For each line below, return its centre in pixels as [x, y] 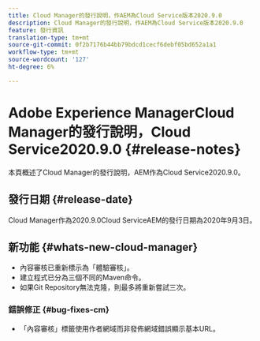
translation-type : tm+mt [49, 37]
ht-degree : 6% [32, 67]
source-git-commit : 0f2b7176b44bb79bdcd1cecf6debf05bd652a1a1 [112, 45]
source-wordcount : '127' [49, 60]
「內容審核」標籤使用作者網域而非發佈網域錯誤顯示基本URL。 [120, 328]
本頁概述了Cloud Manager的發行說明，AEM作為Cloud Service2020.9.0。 [127, 172]
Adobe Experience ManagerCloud [121, 112]
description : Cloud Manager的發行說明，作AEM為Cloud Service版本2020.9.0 [126, 23]
